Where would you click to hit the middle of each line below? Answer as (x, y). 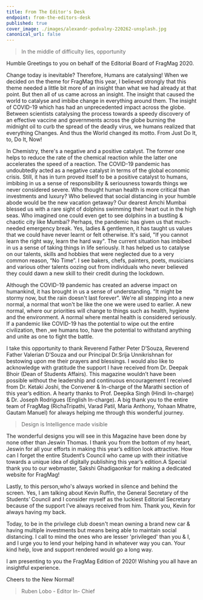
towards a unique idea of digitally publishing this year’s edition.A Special (96, 462)
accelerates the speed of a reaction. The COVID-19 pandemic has (88, 164)
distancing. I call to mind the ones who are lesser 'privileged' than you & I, (98, 537)
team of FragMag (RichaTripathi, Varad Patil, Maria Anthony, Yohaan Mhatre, (101, 406)
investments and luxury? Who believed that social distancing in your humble (101, 196)
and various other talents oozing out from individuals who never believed (97, 267)
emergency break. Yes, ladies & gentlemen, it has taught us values (109, 228)
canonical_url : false (34, 35)
